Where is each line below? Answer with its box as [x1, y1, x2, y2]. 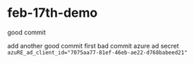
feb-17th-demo [7, 5, 98, 21]
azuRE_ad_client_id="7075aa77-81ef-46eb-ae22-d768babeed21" [7, 49, 188, 56]
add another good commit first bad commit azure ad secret [7, 41, 179, 50]
